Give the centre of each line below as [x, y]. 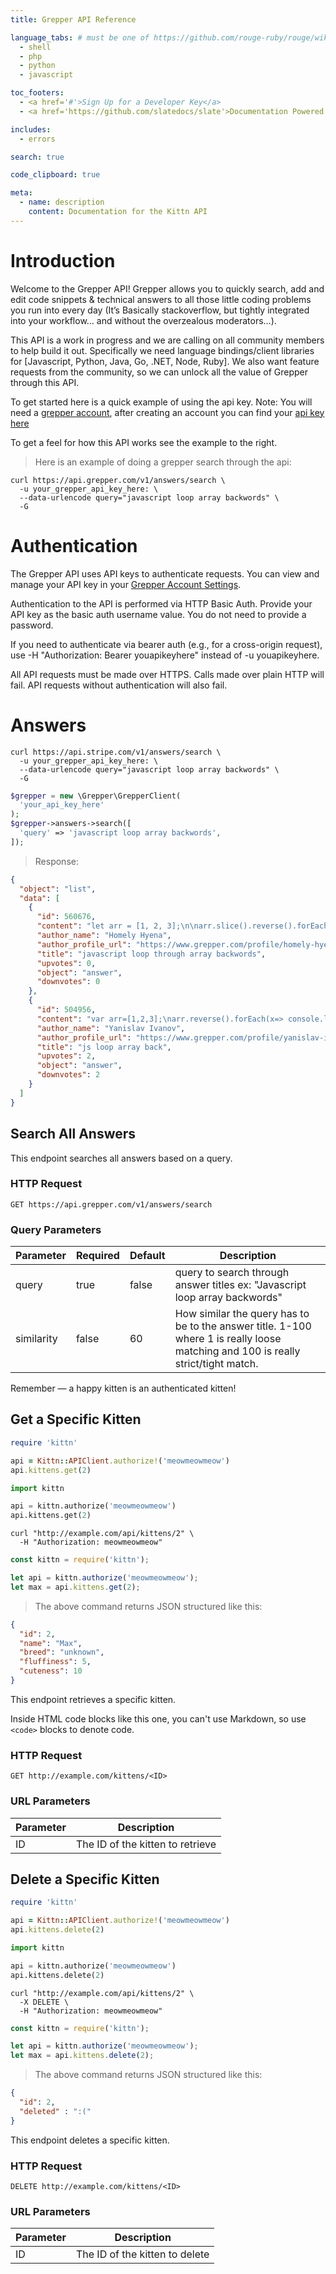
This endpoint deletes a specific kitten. [90, 2140]
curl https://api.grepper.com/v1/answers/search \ [118, 480]
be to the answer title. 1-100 [243, 1326]
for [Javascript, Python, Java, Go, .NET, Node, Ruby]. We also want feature [165, 361]
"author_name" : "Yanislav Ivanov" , [111, 1028]
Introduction [63, 260]
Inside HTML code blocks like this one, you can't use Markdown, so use [158, 1718]
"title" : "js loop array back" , [104, 1047]
